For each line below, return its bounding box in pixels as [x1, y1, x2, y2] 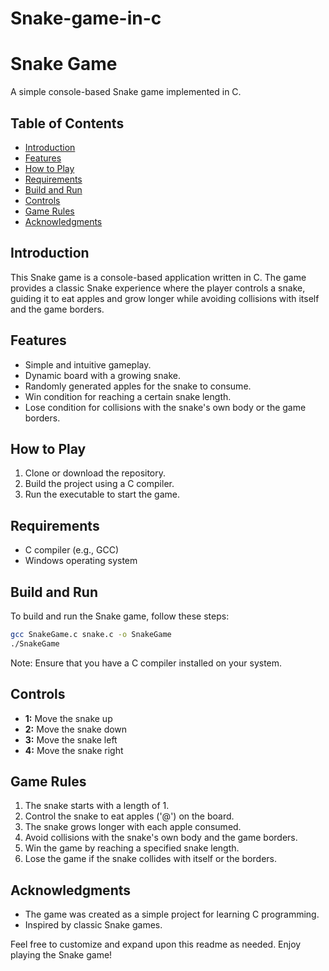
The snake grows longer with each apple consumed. [24, 821, 242, 833]
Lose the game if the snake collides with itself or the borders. [24, 853, 277, 865]
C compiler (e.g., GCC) [24, 544, 120, 556]
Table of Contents [10, 115, 125, 132]
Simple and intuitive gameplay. [24, 358, 152, 371]
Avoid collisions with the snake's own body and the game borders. [24, 832, 298, 844]
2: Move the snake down [24, 723, 128, 735]
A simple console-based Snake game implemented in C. [10, 86, 242, 98]
